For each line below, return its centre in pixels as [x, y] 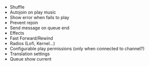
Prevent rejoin [24, 22]
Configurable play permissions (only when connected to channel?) [77, 49]
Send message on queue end [40, 28]
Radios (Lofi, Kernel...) [32, 43]
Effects [17, 33]
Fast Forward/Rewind [31, 38]
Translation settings [30, 54]
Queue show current [30, 59]
